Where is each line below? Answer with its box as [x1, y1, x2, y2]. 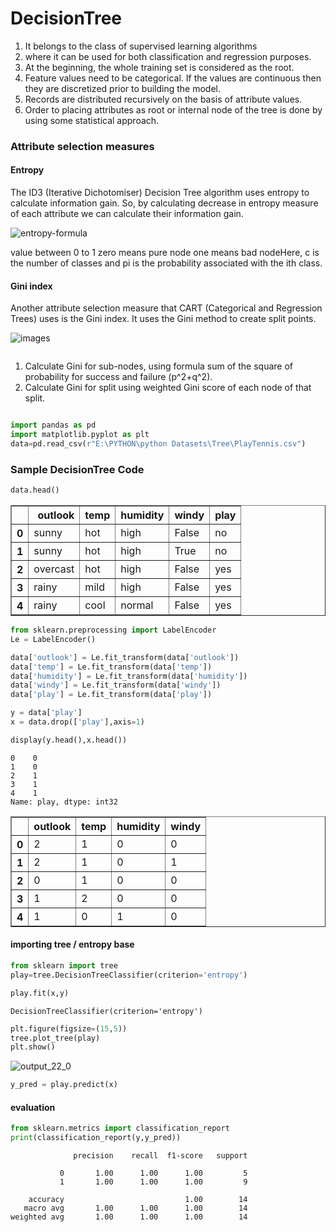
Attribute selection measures [10, 139, 155, 153]
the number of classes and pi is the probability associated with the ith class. [10, 257, 323, 269]
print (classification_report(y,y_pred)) [10, 1133, 182, 1143]
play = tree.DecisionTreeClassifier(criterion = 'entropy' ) [10, 970, 248, 980]
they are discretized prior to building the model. [24, 82, 221, 94]
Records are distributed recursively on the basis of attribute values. [24, 93, 303, 105]
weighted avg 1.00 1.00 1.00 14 [10, 1212, 248, 1222]
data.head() [10, 485, 60, 496]
